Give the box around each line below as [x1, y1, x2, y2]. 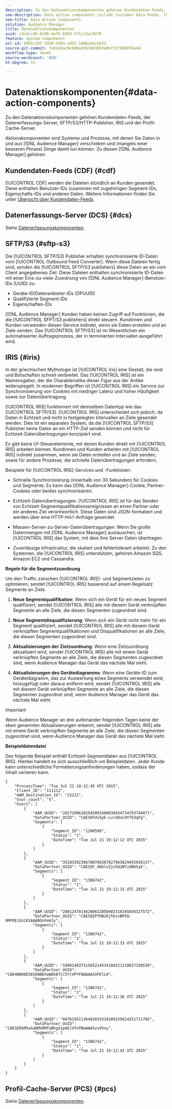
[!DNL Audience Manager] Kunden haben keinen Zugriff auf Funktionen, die [5, 311, 165, 317]
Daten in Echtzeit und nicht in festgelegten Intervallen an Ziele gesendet [5, 414, 157, 421]
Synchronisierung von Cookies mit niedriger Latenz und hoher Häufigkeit [5, 388, 159, 394]
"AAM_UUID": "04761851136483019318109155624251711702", [32, 1017, 155, 1022]
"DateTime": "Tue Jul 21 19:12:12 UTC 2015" [51, 838, 147, 843]
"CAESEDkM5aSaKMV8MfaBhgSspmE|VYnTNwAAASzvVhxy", [5, 1026, 114, 1031]
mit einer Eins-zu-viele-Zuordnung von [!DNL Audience [5, 275, 122, 281]
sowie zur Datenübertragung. [5, 394, 68, 400]
